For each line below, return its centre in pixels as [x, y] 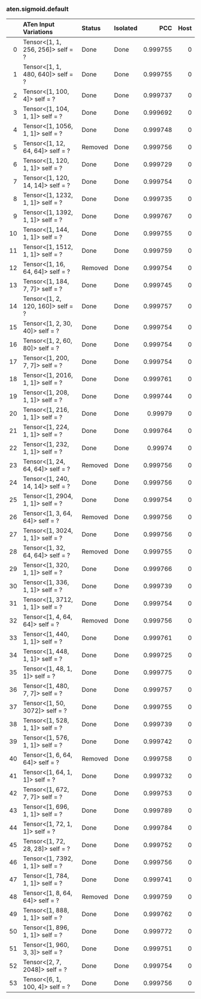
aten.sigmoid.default [37, 9]
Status [91, 28]
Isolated [126, 28]
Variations [38, 32]
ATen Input [39, 25]
